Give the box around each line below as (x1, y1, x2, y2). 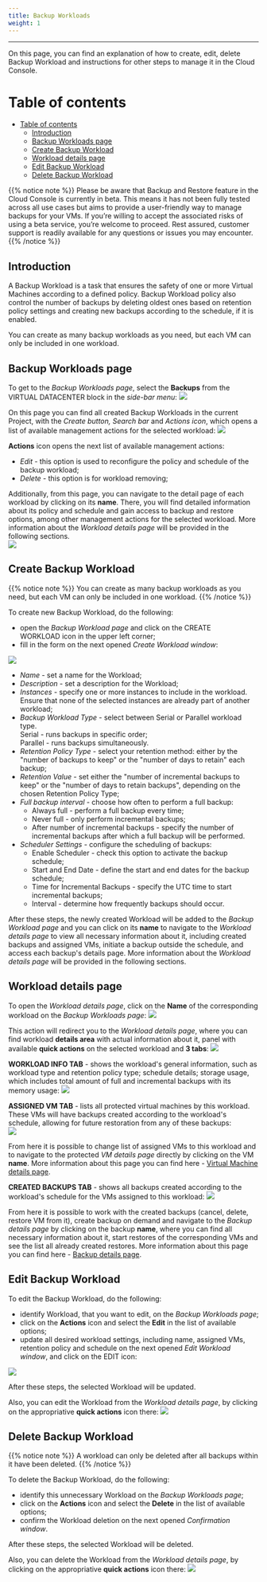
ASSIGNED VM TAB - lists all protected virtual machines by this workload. (8, 1101, 250, 1110)
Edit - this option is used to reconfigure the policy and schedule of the (19, 457, 250, 466)
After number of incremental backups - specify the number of (31, 822, 234, 832)
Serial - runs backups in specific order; (19, 729, 149, 739)
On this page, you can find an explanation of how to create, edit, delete (8, 49, 241, 58)
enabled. (8, 315, 37, 324)
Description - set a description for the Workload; (19, 678, 179, 688)
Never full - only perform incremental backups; (31, 814, 186, 823)
